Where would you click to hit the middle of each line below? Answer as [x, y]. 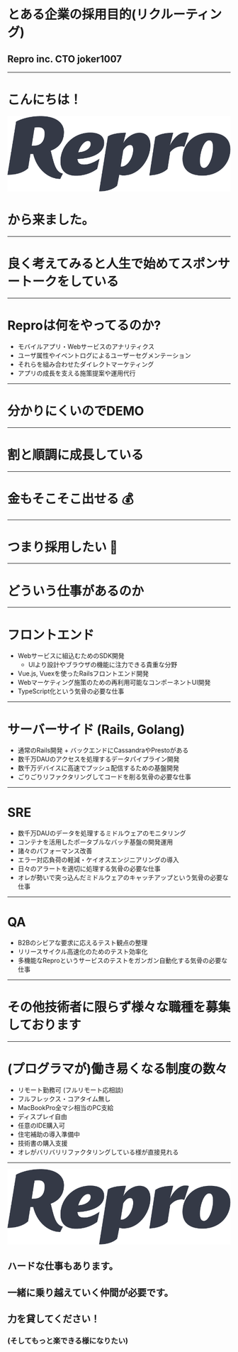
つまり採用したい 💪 [63, 547]
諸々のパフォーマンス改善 [55, 851]
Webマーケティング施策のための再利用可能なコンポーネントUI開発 [114, 683]
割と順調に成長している [75, 455]
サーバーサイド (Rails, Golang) [96, 729]
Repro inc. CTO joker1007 [65, 59]
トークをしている [69, 282]
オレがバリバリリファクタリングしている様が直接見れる [98, 1152]
